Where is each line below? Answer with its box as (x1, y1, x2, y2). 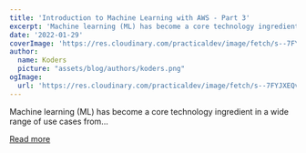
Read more (9, 133, 51, 144)
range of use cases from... (9, 116, 109, 127)
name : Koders (17, 56, 67, 65)
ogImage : (9, 73, 43, 82)
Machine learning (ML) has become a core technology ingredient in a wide (9, 106, 290, 117)
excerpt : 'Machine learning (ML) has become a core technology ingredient (9, 22, 300, 31)
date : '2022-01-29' (9, 30, 84, 39)
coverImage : (9, 38, 55, 48)
